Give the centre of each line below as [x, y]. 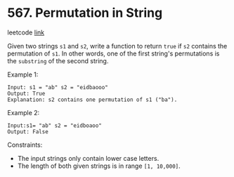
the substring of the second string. [58, 60]
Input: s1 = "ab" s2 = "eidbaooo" [58, 87]
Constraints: [25, 145]
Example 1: [23, 74]
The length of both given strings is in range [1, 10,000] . [99, 166]
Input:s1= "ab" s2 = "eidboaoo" [54, 125]
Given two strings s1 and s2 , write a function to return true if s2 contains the [117, 46]
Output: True [26, 93]
